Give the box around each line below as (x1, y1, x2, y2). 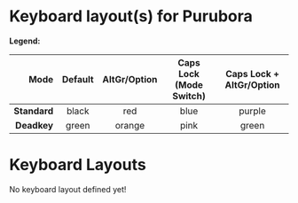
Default (61, 73, 95, 85)
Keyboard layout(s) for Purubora (9, 6, 253, 27)
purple (239, 105, 266, 117)
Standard (13, 105, 54, 117)
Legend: (9, 35, 41, 46)
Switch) (172, 90, 206, 102)
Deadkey (14, 119, 54, 131)
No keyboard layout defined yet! (9, 183, 127, 194)
